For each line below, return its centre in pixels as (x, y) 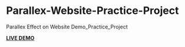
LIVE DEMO (20, 38)
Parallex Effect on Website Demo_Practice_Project (67, 27)
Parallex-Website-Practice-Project (92, 11)
